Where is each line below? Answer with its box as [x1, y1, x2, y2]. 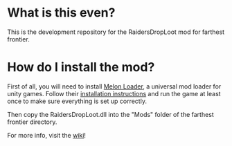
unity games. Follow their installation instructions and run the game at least [7, 89, 221, 98]
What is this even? [7, 5, 116, 21]
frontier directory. [7, 118, 57, 126]
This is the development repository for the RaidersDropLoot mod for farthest [7, 28, 225, 36]
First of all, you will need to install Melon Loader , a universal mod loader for [7, 82, 222, 91]
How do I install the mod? [7, 60, 155, 75]
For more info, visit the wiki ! [7, 131, 87, 139]
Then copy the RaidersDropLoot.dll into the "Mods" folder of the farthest [7, 110, 215, 118]
